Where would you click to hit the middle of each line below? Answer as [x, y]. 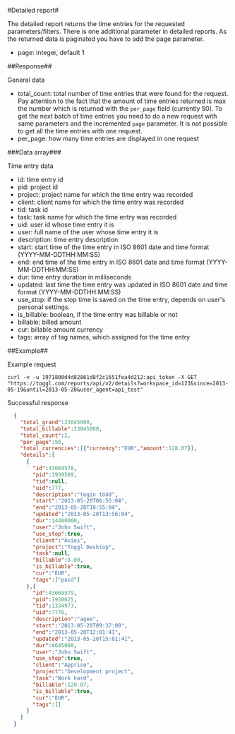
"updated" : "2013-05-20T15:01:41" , [83, 639]
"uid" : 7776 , [50, 613]
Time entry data [31, 166]
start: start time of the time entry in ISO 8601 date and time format [113, 247]
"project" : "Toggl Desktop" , [74, 547]
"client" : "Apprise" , [63, 665]
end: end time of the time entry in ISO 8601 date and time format [111, 262]
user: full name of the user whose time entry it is [88, 232]
